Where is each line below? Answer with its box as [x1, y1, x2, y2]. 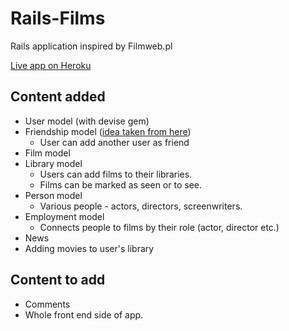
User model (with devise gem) [24, 115, 150, 127]
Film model [24, 147, 71, 159]
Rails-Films [10, 7, 106, 30]
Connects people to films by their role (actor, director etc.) [39, 221, 280, 233]
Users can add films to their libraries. [39, 168, 193, 180]
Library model [24, 157, 83, 169]
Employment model [24, 210, 105, 222]
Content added [10, 88, 106, 106]
